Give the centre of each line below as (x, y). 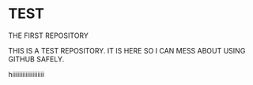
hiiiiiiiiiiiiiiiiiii (26, 74)
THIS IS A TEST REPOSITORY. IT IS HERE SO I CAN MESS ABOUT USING (127, 50)
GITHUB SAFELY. (36, 59)
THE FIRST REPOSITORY (49, 35)
